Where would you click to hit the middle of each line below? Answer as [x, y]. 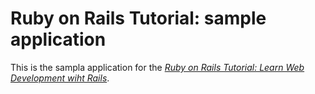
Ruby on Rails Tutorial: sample [138, 18]
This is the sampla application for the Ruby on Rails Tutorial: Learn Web [157, 67]
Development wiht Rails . [60, 78]
